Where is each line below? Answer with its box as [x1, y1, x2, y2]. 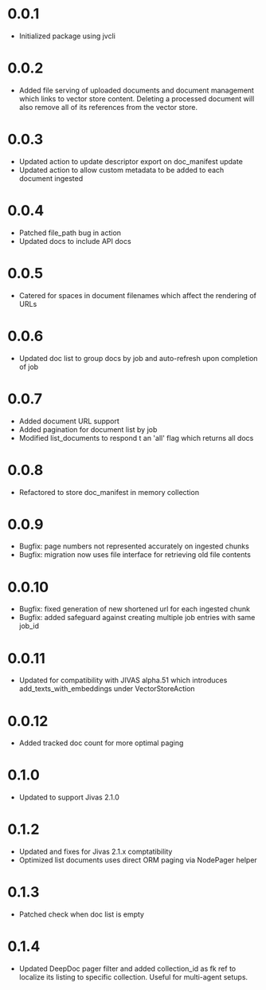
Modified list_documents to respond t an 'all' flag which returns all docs [18, 433, 254, 442]
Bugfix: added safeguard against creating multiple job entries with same [18, 613, 256, 623]
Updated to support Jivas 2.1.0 [18, 792, 120, 802]
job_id [18, 621, 39, 631]
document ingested [18, 173, 84, 183]
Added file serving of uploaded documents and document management [18, 85, 254, 95]
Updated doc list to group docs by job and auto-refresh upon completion [18, 353, 258, 363]
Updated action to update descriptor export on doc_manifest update [18, 156, 244, 166]
